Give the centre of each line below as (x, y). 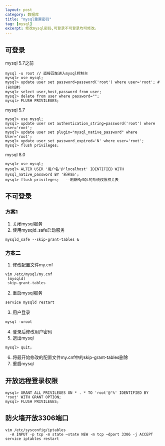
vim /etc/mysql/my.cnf (29, 274)
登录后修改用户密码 (32, 331)
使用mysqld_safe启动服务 (38, 230)
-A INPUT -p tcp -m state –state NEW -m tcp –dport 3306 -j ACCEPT (81, 434)
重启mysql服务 (27, 293)
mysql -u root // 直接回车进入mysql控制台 (47, 73)
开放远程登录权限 (31, 381)
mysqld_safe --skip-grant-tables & (42, 239)
